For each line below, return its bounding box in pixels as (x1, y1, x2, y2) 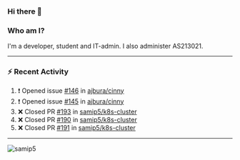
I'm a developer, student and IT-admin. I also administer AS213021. (7, 42, 204, 51)
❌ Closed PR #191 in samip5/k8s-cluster (17, 123, 136, 131)
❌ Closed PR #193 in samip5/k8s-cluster (17, 107, 137, 116)
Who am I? (7, 25, 45, 35)
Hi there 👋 (7, 6, 43, 16)
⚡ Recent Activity (7, 67, 69, 77)
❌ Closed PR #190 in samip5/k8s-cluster (17, 115, 137, 124)
